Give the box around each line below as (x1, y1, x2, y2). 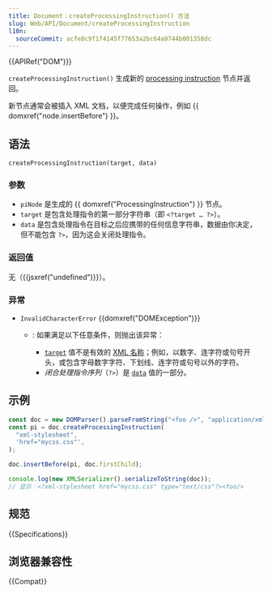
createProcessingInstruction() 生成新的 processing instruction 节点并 (8, 74, 244, 84)
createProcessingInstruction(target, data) (8, 159, 158, 167)
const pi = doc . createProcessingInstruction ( (8, 423, 164, 431)
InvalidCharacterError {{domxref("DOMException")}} (19, 313, 201, 323)
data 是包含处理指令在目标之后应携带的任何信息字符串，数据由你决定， (19, 220, 257, 230)
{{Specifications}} (8, 529, 69, 539)
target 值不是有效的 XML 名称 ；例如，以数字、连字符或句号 (44, 346, 244, 357)
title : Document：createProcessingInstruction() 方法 (8, 11, 190, 20)
